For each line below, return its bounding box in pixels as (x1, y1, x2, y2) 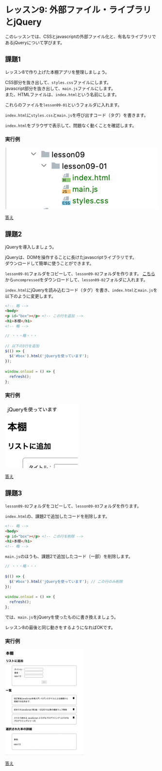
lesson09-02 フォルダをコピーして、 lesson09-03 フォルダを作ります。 (5, 503, 142, 509)
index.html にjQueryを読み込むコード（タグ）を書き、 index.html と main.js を (5, 287, 158, 293)
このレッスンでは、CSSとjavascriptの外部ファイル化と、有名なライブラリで (5, 34, 156, 39)
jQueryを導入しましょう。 (5, 244, 57, 250)
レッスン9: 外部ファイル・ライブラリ (5, 4, 152, 16)
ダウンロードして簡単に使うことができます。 (5, 260, 94, 266)
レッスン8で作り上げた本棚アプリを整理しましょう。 (5, 69, 110, 75)
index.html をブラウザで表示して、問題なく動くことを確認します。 (5, 122, 137, 128)
